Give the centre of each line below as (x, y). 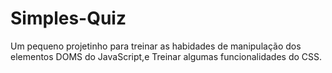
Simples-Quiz (68, 18)
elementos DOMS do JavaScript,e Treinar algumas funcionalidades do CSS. (166, 56)
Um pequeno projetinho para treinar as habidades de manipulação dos (156, 46)
